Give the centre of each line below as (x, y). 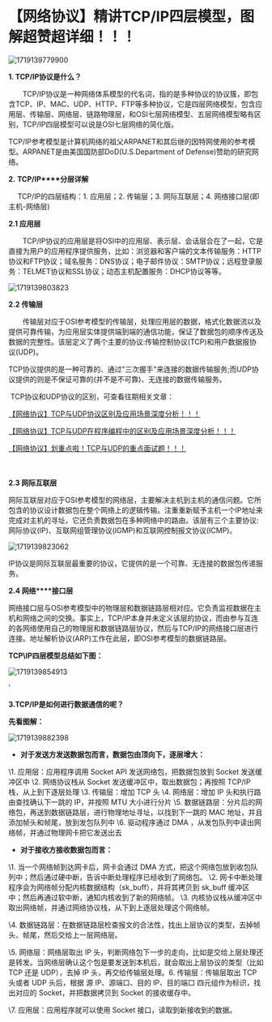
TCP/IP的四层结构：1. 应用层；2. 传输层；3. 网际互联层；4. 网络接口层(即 (138, 196)
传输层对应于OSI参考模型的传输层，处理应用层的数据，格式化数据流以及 (142, 321)
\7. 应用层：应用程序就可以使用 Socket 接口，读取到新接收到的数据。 (123, 1010)
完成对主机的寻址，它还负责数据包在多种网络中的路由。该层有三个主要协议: (134, 520)
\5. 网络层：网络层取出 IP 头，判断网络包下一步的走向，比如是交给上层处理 (132, 952)
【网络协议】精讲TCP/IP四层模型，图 (132, 17)
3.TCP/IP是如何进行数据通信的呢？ (66, 704)
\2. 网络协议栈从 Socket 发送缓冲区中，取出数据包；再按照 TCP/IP (141, 782)
